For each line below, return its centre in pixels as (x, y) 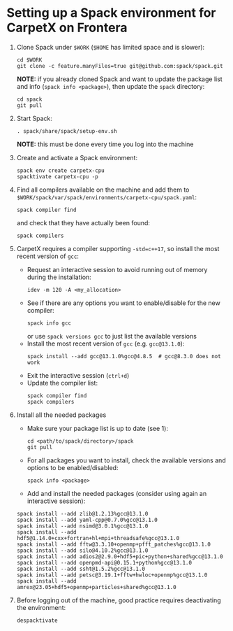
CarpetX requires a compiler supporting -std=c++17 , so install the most (118, 248)
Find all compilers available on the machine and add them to (103, 190)
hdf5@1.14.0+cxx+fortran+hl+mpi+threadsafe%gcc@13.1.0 (98, 538)
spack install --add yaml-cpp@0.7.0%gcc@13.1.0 (87, 520)
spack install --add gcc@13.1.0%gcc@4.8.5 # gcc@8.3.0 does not (124, 356)
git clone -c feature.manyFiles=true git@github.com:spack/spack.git (120, 66)
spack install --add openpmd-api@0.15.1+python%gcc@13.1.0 (104, 562)
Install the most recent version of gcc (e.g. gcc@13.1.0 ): (106, 343)
